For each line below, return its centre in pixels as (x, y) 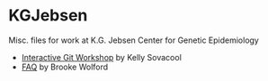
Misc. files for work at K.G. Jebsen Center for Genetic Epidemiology (134, 40)
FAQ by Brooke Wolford (65, 67)
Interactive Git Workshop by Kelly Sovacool (101, 57)
